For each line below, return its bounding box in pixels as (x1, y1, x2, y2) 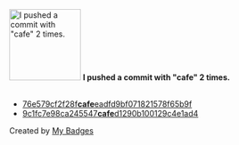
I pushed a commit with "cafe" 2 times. (82, 72, 230, 83)
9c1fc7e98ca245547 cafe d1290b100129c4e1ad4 (21, 109, 199, 118)
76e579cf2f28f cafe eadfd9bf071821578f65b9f (21, 99, 193, 109)
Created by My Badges (9, 125, 94, 136)
